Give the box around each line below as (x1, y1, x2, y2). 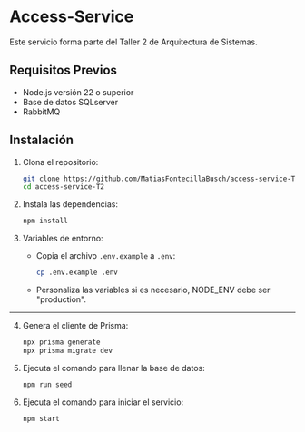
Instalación (9, 133, 74, 148)
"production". (35, 294, 87, 305)
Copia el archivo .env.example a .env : (35, 250, 176, 261)
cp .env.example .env (35, 268, 118, 278)
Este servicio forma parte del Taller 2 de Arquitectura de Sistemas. (9, 36, 258, 47)
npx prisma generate (22, 338, 101, 347)
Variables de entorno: (22, 233, 103, 244)
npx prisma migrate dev (22, 346, 113, 355)
